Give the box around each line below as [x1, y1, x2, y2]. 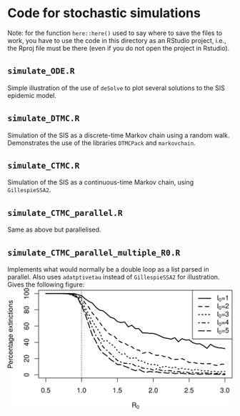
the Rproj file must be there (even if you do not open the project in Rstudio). [7, 44, 230, 52]
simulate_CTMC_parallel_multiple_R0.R [7, 247, 181, 258]
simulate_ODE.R [7, 66, 75, 76]
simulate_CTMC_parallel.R [7, 207, 123, 218]
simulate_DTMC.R [7, 113, 80, 124]
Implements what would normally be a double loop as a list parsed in [7, 265, 209, 273]
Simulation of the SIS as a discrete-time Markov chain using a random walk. [7, 131, 230, 139]
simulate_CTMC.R [7, 160, 80, 171]
